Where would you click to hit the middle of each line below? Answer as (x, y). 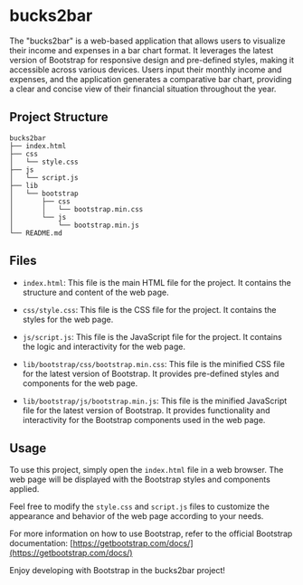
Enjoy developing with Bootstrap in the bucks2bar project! (118, 571)
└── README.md (36, 233)
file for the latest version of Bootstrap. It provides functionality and (146, 410)
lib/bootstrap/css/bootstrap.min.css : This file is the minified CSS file (153, 363)
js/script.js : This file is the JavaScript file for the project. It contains (152, 336)
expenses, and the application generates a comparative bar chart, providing (151, 79)
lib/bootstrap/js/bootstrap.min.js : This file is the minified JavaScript (155, 401)
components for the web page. (80, 383)
